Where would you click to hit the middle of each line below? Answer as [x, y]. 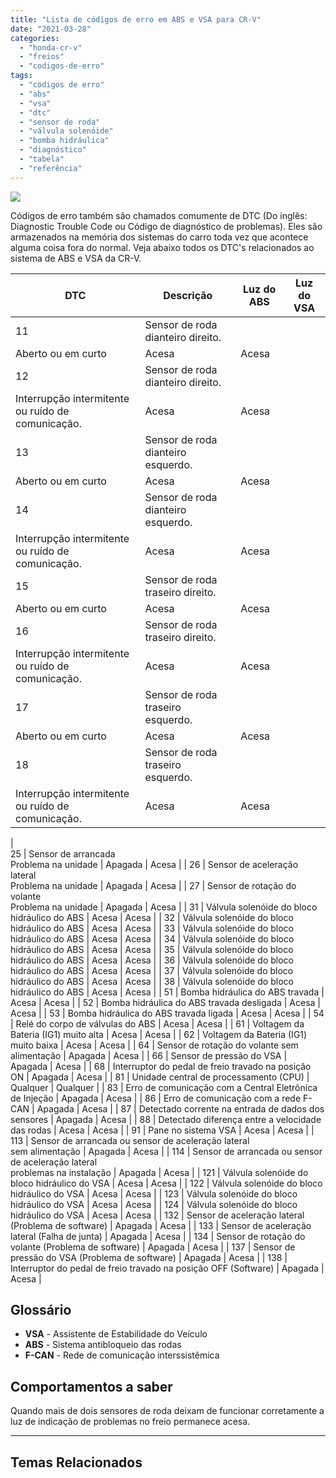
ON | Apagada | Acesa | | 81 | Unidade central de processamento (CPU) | [160, 1077]
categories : [35, 38]
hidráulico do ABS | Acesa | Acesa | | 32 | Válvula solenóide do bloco [152, 917]
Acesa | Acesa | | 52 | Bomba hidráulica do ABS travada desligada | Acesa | [166, 1002]
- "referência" [51, 168]
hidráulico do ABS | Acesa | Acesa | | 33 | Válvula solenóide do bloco [152, 928]
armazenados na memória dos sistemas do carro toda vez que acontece [159, 237]
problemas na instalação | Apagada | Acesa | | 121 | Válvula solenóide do [159, 1172]
